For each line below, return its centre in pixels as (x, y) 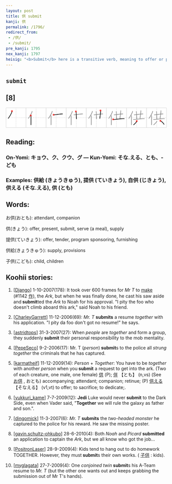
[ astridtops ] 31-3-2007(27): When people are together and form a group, (90, 332)
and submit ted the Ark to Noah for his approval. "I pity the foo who (83, 302)
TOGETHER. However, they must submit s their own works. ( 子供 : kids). (89, 455)
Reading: (20, 142)
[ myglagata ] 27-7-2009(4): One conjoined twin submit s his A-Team (84, 465)
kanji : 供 (16, 21)
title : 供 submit (24, 16)
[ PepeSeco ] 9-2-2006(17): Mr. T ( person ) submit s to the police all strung (90, 348)
